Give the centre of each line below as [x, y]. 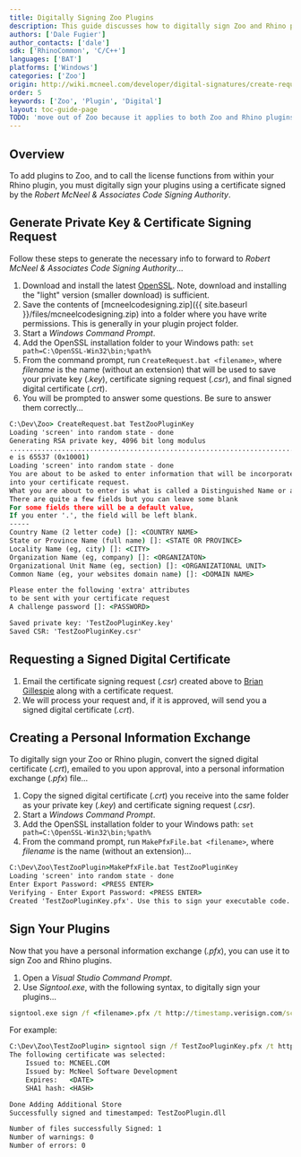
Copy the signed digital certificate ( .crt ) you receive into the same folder [155, 796]
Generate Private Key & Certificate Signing [131, 223]
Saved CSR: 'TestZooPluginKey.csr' [76, 631]
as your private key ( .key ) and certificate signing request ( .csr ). [138, 805]
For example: [34, 1030]
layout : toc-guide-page [54, 109]
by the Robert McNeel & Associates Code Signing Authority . [120, 195]
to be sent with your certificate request [90, 599]
